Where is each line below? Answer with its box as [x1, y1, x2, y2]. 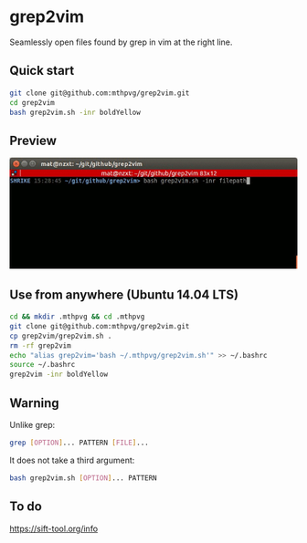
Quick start [9, 63, 75, 78]
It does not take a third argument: [9, 454, 135, 465]
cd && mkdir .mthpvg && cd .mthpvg [9, 312, 145, 321]
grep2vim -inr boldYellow [9, 370, 108, 380]
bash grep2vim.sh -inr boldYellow [9, 108, 142, 117]
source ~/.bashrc [9, 360, 76, 370]
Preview [9, 132, 58, 148]
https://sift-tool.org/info [9, 523, 99, 534]
